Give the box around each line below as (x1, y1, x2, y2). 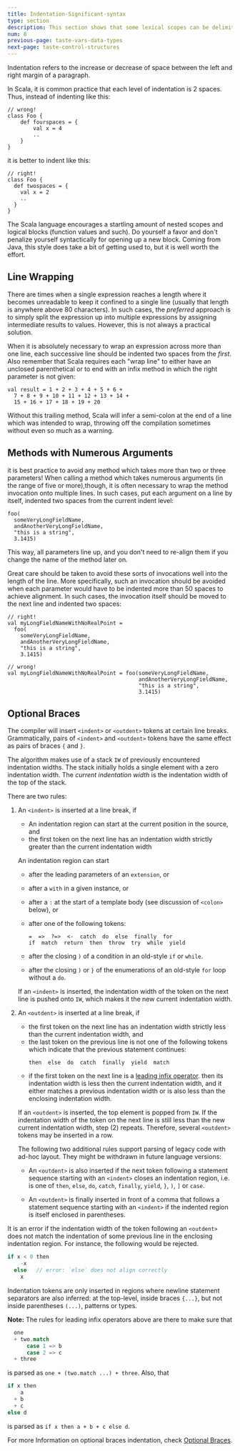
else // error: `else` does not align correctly (14, 1267, 168, 1274)
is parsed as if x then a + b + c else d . (7, 1422, 130, 1430)
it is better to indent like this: (7, 156, 91, 164)
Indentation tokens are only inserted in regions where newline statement (7, 1286, 220, 1295)
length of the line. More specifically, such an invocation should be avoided (7, 577, 226, 585)
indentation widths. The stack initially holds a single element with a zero (7, 763, 219, 772)
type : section (7, 17, 50, 24)
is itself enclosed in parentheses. (28, 1210, 126, 1219)
